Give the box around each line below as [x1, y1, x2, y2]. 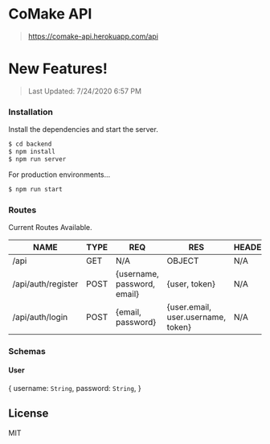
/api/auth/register [12, 278, 79, 290]
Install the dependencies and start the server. [8, 125, 158, 134]
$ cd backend [8, 140, 52, 149]
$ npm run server [8, 154, 67, 163]
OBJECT [166, 255, 199, 266]
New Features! [8, 60, 108, 78]
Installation [8, 106, 54, 117]
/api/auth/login [12, 311, 68, 323]
